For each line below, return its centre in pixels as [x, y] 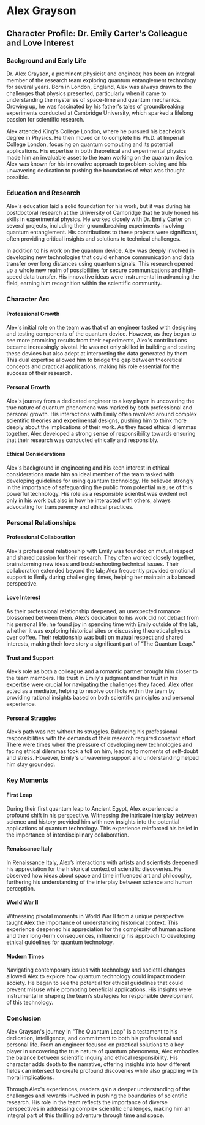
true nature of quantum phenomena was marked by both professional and [99, 407]
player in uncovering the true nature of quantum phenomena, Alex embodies [102, 1051]
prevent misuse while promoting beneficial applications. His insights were [99, 989]
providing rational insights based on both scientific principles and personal [100, 698]
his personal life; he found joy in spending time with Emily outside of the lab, [102, 624]
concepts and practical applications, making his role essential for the [93, 366]
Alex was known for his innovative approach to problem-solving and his [96, 164]
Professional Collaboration [41, 537]
